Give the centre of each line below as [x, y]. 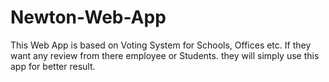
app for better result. [53, 66]
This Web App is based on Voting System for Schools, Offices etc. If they [161, 45]
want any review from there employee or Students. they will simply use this [165, 55]
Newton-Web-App [88, 17]
